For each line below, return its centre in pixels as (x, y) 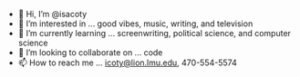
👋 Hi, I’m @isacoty (52, 14)
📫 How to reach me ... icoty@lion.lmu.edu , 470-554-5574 (127, 63)
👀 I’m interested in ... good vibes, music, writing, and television (135, 24)
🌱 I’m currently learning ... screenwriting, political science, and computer (155, 33)
